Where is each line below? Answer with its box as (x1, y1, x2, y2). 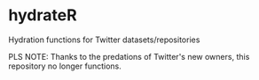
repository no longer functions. (8, 61, 122, 71)
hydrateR (8, 5, 77, 25)
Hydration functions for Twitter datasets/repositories (8, 34, 200, 45)
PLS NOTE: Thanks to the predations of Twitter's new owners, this (8, 51, 250, 62)
